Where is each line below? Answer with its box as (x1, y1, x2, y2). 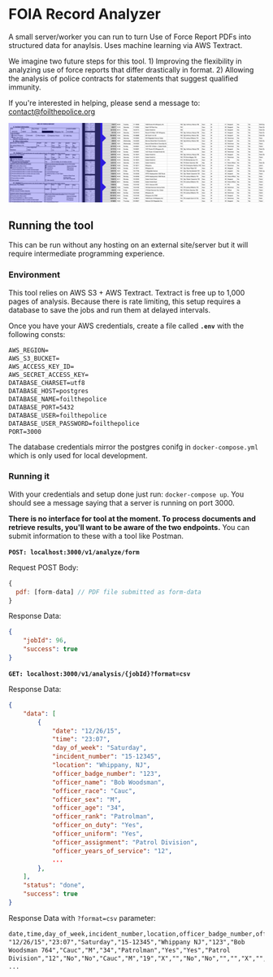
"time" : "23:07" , (51, 735, 111, 743)
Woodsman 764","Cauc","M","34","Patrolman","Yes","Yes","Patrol (8, 946, 231, 954)
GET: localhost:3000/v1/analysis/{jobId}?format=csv (8, 669, 191, 678)
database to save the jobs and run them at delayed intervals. (8, 304, 211, 314)
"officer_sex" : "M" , (51, 795, 122, 804)
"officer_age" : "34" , (51, 804, 126, 813)
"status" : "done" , (23, 881, 85, 890)
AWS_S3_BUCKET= (8, 354, 60, 362)
